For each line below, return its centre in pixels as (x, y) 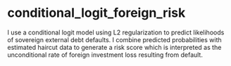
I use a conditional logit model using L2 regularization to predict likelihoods (116, 32)
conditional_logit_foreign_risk (96, 13)
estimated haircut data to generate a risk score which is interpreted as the (114, 47)
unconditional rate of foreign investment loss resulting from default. (105, 55)
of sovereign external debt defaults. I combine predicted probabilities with (114, 39)
